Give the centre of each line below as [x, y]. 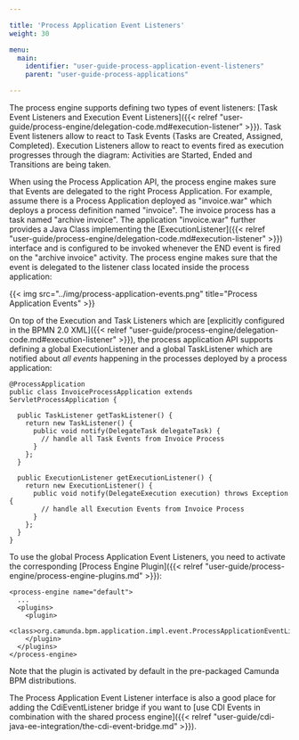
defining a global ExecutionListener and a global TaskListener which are [141, 349]
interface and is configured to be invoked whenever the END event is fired [145, 248]
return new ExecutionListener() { [89, 486]
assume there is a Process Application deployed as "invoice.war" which [141, 201]
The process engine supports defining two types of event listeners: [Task [144, 107]
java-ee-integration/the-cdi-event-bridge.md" [93, 726]
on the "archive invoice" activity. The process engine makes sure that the [143, 258]
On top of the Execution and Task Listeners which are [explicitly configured [147, 321]
